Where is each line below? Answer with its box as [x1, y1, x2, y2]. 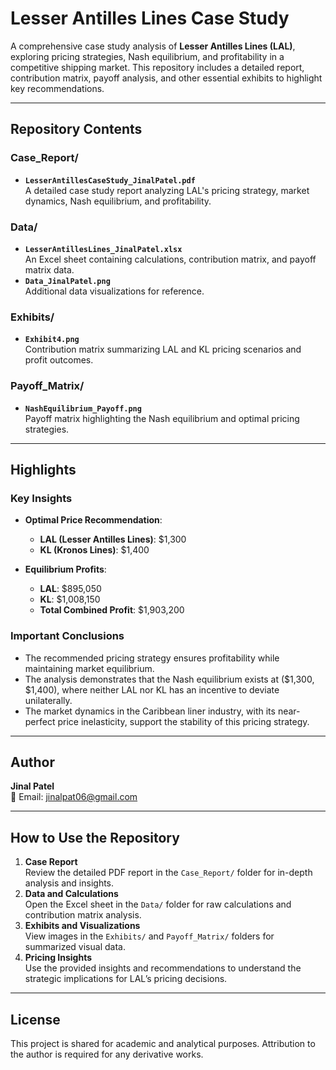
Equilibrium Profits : [24, 563, 107, 576]
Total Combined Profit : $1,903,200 [39, 604, 185, 616]
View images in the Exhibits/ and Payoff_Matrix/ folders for [24, 930, 275, 942]
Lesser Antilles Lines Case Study [10, 7, 290, 30]
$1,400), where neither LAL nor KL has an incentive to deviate [24, 683, 280, 696]
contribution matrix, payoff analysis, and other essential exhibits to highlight [10, 72, 323, 84]
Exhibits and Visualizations [24, 920, 141, 932]
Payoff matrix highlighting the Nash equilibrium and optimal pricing [24, 412, 300, 424]
